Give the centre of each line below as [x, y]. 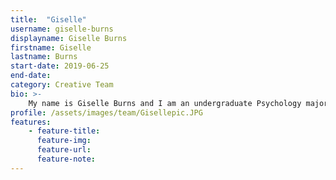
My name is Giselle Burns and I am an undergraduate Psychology [165, 103]
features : [31, 122]
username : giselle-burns [62, 29]
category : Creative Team [62, 85]
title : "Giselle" [48, 19]
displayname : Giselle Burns [69, 38]
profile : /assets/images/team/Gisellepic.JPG [106, 112]
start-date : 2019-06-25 [60, 66]
